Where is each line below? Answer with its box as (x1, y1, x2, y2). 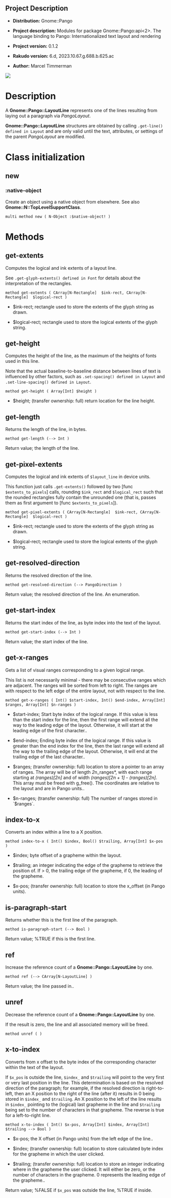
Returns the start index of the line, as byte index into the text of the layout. (5, 619, 161, 626)
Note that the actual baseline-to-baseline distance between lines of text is (5, 368, 161, 374)
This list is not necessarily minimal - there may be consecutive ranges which (5, 677, 166, 683)
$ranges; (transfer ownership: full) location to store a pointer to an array (12, 764, 164, 770)
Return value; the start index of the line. (5, 638, 88, 644)
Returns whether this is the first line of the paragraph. (5, 917, 118, 923)
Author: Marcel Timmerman (12, 62, 72, 69)
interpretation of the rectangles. (5, 280, 72, 286)
